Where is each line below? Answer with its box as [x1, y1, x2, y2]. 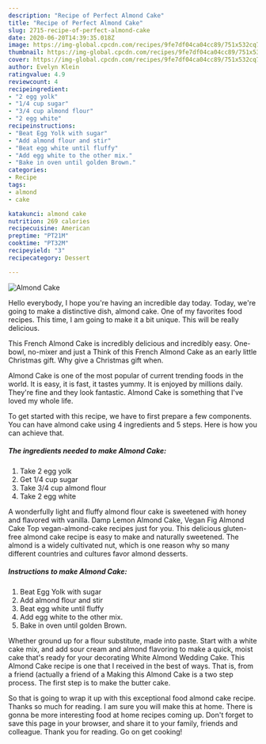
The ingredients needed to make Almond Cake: [8, 446, 167, 456]
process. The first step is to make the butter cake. [8, 678, 171, 687]
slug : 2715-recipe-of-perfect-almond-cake [8, 26, 150, 34]
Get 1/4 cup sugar [19, 474, 78, 484]
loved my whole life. [8, 396, 74, 405]
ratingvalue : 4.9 [8, 70, 66, 78]
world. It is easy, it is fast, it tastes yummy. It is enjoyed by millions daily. [8, 379, 243, 389]
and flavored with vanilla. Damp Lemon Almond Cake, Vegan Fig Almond [8, 515, 245, 525]
